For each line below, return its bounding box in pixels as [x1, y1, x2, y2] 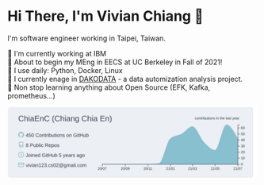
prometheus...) [7, 91, 56, 100]
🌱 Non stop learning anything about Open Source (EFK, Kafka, [7, 83, 211, 92]
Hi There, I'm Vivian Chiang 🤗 [7, 7, 204, 25]
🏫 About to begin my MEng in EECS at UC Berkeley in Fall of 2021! [7, 57, 223, 67]
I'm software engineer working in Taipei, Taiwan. [7, 33, 166, 43]
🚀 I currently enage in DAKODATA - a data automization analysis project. [7, 74, 243, 83]
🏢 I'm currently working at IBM [7, 48, 107, 58]
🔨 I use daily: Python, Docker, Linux [7, 65, 124, 75]
